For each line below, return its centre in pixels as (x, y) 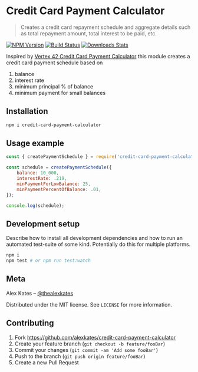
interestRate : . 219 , (42, 179)
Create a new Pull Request (47, 362)
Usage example (35, 144)
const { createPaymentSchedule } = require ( (62, 157)
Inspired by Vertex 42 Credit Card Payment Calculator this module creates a (98, 56)
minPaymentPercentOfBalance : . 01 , (59, 189)
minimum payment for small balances (60, 93)
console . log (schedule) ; (35, 205)
